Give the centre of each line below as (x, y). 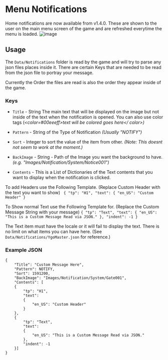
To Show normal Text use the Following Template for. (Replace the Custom (82, 207)
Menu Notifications (46, 9)
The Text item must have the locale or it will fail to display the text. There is (82, 226)
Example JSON (24, 250)
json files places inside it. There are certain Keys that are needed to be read (83, 67)
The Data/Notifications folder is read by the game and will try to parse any (83, 62)
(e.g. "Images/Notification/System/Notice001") (61, 163)
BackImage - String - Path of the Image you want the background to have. (88, 157)
